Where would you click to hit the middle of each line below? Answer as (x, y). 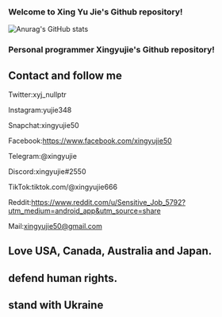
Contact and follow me (65, 75)
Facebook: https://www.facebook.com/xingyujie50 (90, 141)
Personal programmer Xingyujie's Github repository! (112, 50)
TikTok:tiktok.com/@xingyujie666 (63, 187)
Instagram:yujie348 (40, 110)
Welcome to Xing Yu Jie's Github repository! (96, 12)
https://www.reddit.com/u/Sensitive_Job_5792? (109, 203)
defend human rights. (63, 278)
